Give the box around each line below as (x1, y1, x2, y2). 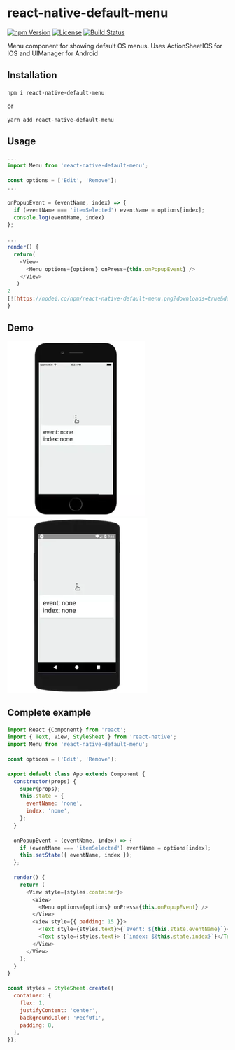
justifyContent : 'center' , (20, 1007, 99, 1014)
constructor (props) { (13, 778, 77, 785)
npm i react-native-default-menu (7, 89, 105, 96)
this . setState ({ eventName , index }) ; (20, 852, 133, 859)
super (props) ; (20, 785, 61, 792)
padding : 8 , (20, 1021, 55, 1029)
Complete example (7, 707, 92, 719)
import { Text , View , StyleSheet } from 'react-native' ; (7, 733, 177, 740)
